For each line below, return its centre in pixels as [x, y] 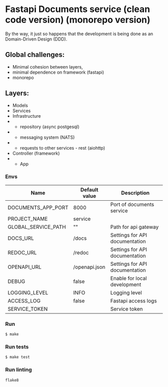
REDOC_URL [22, 252]
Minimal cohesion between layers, [47, 67]
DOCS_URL [21, 238]
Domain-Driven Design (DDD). [36, 39]
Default [89, 190]
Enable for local [128, 278]
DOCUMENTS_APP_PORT [38, 207]
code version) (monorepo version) [78, 20]
